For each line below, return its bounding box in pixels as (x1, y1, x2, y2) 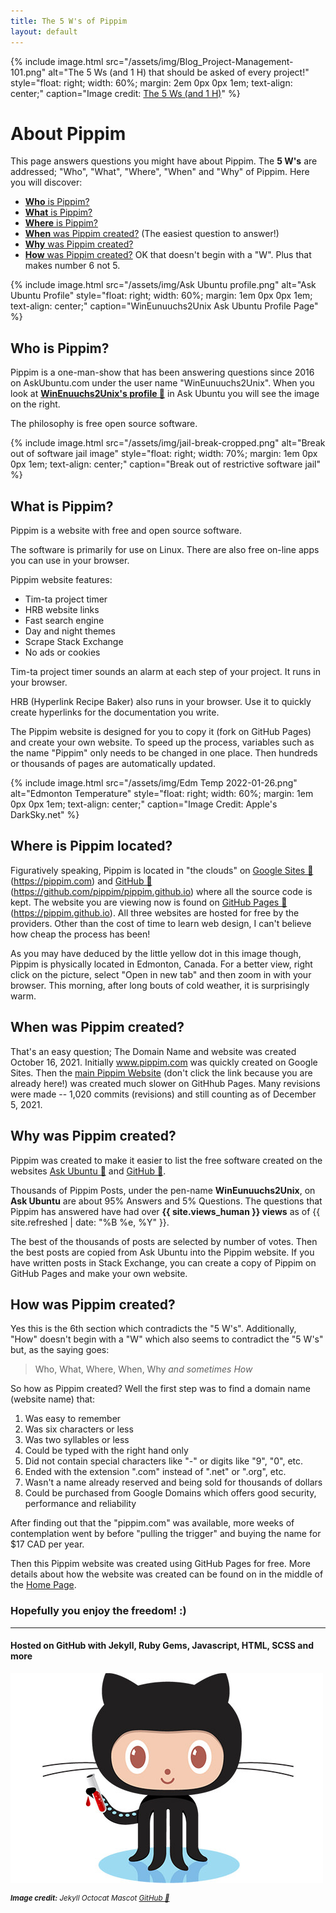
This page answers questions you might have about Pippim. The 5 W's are (10, 155, 318, 167)
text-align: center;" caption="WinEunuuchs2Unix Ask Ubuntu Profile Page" (10, 300, 319, 312)
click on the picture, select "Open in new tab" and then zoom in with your (10, 968, 312, 980)
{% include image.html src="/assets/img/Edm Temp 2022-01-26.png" (10, 777, 298, 789)
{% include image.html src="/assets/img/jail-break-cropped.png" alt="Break (10, 437, 326, 449)
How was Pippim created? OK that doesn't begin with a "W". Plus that (24, 249, 312, 261)
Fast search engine (24, 615, 105, 627)
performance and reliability (24, 1498, 137, 1510)
